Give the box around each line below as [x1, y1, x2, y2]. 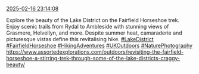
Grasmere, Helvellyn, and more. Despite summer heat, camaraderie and [6, 29, 183, 36]
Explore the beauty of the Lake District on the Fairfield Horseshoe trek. [6, 17, 180, 23]
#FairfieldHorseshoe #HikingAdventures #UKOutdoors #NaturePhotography [6, 42, 192, 49]
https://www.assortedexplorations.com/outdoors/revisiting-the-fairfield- [6, 48, 184, 55]
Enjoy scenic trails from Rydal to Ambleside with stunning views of [6, 23, 169, 30]
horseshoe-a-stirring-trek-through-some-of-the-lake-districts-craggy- [6, 55, 181, 61]
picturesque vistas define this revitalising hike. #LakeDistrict [6, 36, 154, 42]
